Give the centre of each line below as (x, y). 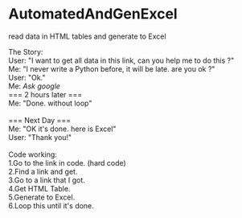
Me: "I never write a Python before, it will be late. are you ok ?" (112, 68)
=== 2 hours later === (45, 94)
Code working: (33, 154)
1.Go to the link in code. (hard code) (67, 162)
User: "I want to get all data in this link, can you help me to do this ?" (121, 60)
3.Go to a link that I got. (47, 180)
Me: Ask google (34, 86)
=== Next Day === (39, 120)
